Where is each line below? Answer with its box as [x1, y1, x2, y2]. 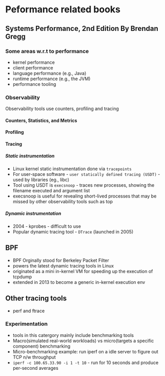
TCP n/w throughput [12, 354, 56, 360]
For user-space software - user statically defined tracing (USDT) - [12, 171, 160, 177]
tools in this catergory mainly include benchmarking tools [12, 332, 134, 338]
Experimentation [5, 320, 48, 328]
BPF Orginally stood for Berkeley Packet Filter [12, 257, 109, 263]
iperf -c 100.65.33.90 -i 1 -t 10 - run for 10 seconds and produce [12, 359, 159, 366]
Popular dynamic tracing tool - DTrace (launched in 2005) [12, 228, 134, 235]
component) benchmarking [12, 343, 71, 349]
